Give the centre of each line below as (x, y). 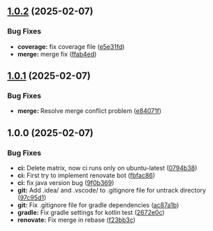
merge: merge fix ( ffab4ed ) (57, 54)
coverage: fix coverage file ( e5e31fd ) (71, 46)
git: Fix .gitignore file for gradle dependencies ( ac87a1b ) (98, 205)
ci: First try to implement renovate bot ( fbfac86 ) (86, 176)
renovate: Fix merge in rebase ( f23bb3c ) (76, 220)
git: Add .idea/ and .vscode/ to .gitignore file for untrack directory (111, 191)
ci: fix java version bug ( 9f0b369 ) (66, 183)
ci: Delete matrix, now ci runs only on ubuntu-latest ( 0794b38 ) (107, 168)
